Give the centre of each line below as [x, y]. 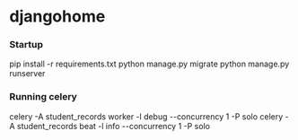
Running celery [44, 97]
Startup [26, 45]
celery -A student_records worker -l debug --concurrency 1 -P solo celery [146, 116]
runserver [27, 74]
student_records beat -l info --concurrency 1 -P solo [114, 126]
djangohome [57, 17]
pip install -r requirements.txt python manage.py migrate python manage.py [149, 64]
